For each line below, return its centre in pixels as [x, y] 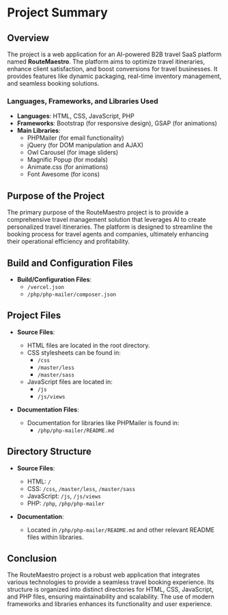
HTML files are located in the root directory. [88, 345]
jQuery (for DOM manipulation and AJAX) [85, 145]
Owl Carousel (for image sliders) [73, 153]
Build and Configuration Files [70, 263]
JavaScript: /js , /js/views [64, 496]
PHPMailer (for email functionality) [75, 138]
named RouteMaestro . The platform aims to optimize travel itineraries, [106, 62]
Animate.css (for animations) [68, 167]
